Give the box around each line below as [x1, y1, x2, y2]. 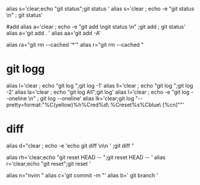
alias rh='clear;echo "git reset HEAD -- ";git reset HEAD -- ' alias [6, 153, 166, 161]
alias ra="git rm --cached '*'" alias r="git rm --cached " [6, 41, 144, 48]
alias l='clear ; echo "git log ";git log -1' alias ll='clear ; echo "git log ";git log [6, 82, 193, 89]
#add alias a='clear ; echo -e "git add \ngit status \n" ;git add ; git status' [6, 23, 186, 30]
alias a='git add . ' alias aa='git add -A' [6, 29, 101, 37]
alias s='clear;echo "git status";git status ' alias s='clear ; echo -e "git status [6, 5, 195, 12]
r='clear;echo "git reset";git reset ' [6, 160, 91, 167]
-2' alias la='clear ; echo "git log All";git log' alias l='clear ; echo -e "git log [6, 88, 190, 96]
